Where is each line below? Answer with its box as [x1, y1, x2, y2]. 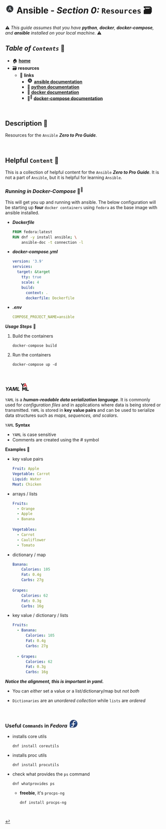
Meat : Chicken [12, 481, 41, 487]
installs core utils [12, 734, 47, 740]
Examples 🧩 [5, 446, 30, 452]
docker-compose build [12, 343, 57, 349]
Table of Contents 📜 [5, 44, 65, 53]
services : [12, 264, 33, 269]
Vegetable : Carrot [12, 472, 50, 477]
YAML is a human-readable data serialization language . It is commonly [5, 397, 151, 403]
